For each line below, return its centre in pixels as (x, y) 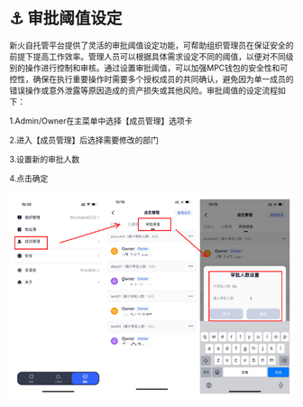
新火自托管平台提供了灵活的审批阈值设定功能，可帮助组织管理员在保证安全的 (151, 45)
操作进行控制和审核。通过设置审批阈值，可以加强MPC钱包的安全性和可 (156, 68)
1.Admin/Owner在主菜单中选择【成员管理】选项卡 (101, 120)
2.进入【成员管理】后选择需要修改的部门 (84, 140)
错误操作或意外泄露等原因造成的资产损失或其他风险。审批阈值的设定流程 (143, 90)
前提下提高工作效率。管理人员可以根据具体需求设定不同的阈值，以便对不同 (147, 56)
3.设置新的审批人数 (45, 159)
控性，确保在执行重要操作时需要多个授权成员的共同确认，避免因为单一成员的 (151, 79)
